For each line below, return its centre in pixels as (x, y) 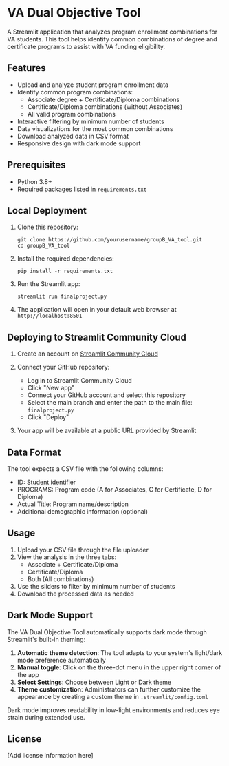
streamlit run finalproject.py (62, 297)
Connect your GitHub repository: (63, 367)
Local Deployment (47, 211)
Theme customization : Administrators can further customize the (109, 689)
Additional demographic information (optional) (83, 511)
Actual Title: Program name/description (73, 504)
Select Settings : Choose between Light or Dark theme (94, 682)
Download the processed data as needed (75, 594)
